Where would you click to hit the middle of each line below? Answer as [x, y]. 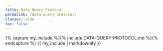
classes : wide [20, 19]
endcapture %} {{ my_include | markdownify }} [53, 43]
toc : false [16, 24]
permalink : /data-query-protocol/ [41, 14]
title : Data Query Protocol [34, 10]
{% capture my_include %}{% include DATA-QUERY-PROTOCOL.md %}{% [82, 38]
